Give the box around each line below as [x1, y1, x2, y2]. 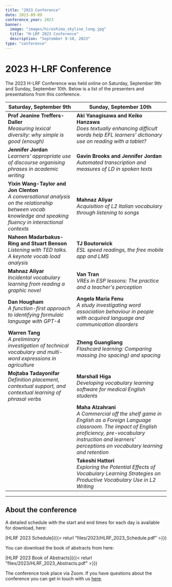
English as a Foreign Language [76, 416, 152, 424]
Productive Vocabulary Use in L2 [76, 476, 156, 483]
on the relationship [8, 199, 53, 206]
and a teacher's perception [76, 283, 142, 290]
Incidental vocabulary [8, 273, 60, 281]
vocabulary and [8, 348, 46, 355]
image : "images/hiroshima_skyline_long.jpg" [10, 27, 106, 32]
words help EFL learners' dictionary [76, 131, 162, 138]
